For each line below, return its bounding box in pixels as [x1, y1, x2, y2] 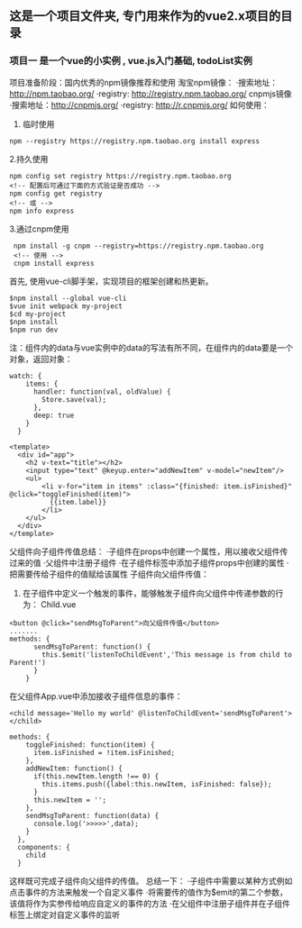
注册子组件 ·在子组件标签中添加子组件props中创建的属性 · [76, 557, 289, 568]
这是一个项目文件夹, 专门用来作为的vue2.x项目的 [9, 8, 281, 24]
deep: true [32, 411, 75, 420]
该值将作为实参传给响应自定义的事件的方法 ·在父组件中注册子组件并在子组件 [9, 897, 290, 908]
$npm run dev [9, 325, 59, 334]
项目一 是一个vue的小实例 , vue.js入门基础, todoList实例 [9, 55, 252, 68]
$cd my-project [9, 309, 67, 318]
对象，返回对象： [9, 353, 73, 364]
